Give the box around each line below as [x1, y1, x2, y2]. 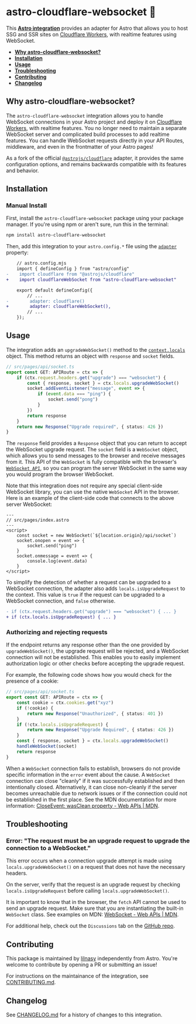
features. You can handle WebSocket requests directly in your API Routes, [6, 137, 184, 144]
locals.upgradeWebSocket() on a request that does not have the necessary [6, 864, 185, 871]
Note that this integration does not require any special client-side [6, 482, 163, 489]
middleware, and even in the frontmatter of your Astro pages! [6, 143, 154, 150]
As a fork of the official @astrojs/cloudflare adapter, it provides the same [6, 155, 184, 162]
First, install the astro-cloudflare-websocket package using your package [6, 215, 184, 222]
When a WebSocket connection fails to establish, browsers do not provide [6, 765, 181, 772]
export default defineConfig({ [16, 287, 93, 293]
